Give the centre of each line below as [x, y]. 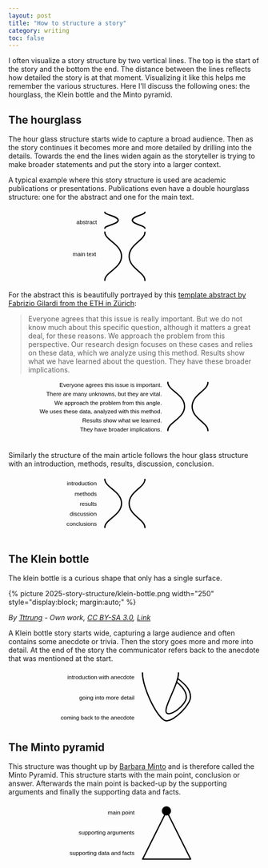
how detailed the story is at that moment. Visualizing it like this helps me [127, 78]
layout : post [30, 16]
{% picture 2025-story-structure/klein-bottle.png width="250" [111, 594]
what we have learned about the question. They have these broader [140, 361]
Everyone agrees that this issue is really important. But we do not [135, 319]
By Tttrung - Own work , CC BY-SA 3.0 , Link [80, 618]
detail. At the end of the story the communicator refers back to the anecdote [134, 650]
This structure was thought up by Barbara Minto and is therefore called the [131, 766]
